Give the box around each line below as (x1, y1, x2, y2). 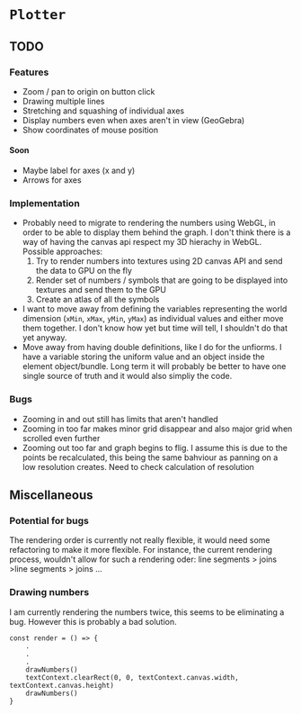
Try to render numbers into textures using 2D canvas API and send (35, 256, 283, 267)
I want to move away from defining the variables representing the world (22, 303, 288, 314)
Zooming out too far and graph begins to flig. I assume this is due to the (22, 442, 288, 453)
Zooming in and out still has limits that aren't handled (22, 413, 218, 424)
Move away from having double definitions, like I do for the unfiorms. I (22, 342, 282, 353)
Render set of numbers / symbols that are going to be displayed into (35, 275, 288, 285)
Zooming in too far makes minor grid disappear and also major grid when (22, 423, 293, 434)
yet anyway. (22, 332, 67, 343)
